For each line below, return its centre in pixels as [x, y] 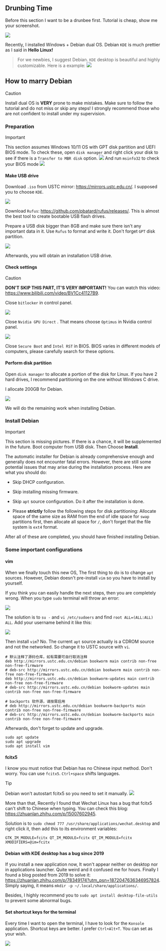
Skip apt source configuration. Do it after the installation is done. [78, 501]
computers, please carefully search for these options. [60, 351]
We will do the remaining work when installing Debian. [60, 408]
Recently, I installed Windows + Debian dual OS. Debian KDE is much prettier [83, 44]
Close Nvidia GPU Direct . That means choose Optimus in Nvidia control [78, 322]
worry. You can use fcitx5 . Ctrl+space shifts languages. [63, 774]
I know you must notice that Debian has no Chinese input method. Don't [79, 768]
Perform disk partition [29, 363]
